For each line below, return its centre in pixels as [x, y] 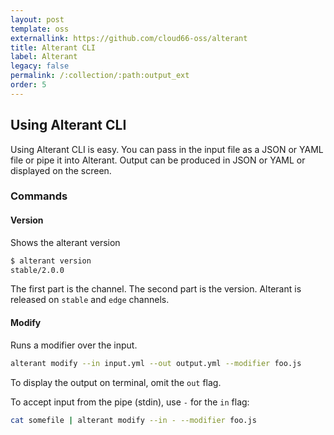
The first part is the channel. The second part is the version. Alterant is [156, 289]
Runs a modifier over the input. [74, 345]
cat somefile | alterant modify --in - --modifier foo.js [133, 420]
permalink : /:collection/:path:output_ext [100, 76]
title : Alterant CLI [53, 47]
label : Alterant [44, 57]
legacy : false [40, 66]
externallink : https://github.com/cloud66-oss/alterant [129, 38]
